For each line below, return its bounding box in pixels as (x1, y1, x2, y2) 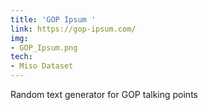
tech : (10, 52, 33, 62)
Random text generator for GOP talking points (10, 89, 198, 100)
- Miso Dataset (10, 61, 74, 71)
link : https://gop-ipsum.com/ (10, 24, 137, 34)
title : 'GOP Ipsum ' (10, 14, 97, 25)
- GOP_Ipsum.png (10, 42, 78, 53)
